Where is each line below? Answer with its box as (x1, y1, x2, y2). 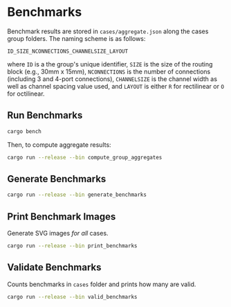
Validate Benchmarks (7, 261, 102, 274)
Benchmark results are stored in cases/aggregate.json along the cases (7, 27, 209, 35)
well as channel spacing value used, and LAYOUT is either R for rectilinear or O (7, 82, 225, 90)
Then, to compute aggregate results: (7, 140, 112, 149)
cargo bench (7, 128, 41, 135)
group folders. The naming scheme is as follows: (7, 34, 146, 42)
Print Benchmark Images (7, 211, 116, 222)
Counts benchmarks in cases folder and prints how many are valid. (7, 280, 196, 288)
